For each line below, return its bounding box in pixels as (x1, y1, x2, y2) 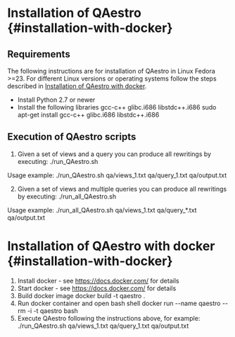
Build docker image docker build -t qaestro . (17, 291, 146, 300)
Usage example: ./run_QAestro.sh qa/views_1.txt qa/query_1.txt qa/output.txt (7, 171, 227, 179)
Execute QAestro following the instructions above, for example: (17, 314, 201, 322)
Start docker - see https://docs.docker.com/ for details (17, 284, 177, 292)
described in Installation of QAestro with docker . (7, 82, 147, 90)
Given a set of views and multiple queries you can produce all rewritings (17, 184, 227, 193)
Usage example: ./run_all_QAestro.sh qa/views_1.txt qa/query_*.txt (7, 206, 197, 214)
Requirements (7, 48, 70, 60)
